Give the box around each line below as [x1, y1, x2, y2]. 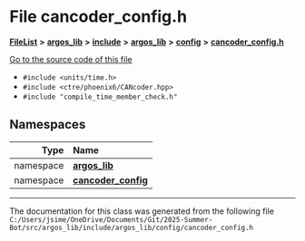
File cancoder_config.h [9, 6, 188, 27]
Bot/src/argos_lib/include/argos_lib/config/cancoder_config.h [9, 223, 254, 232]
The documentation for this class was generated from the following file [9, 206, 275, 217]
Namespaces [9, 117, 86, 132]
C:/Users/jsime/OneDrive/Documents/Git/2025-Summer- [9, 215, 213, 224]
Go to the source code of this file [9, 53, 133, 64]
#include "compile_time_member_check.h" [22, 92, 178, 101]
